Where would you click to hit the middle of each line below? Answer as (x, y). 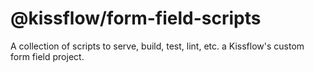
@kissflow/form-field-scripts (136, 18)
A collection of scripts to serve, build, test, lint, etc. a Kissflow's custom (157, 46)
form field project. (47, 56)
